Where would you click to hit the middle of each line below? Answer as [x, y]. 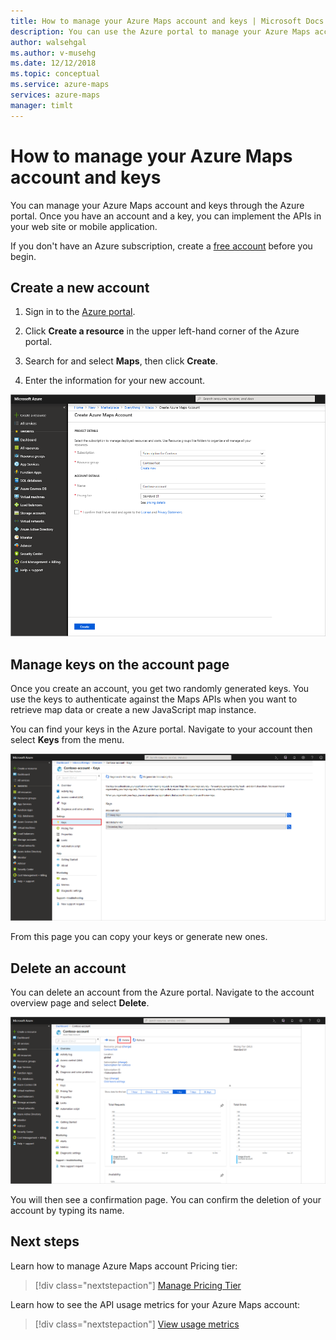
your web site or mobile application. [84, 226]
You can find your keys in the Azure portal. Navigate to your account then [161, 729]
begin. [23, 256]
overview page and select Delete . [80, 1003]
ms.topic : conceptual [55, 74]
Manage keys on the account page [120, 664]
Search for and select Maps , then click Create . [121, 361]
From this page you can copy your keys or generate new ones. [139, 937]
